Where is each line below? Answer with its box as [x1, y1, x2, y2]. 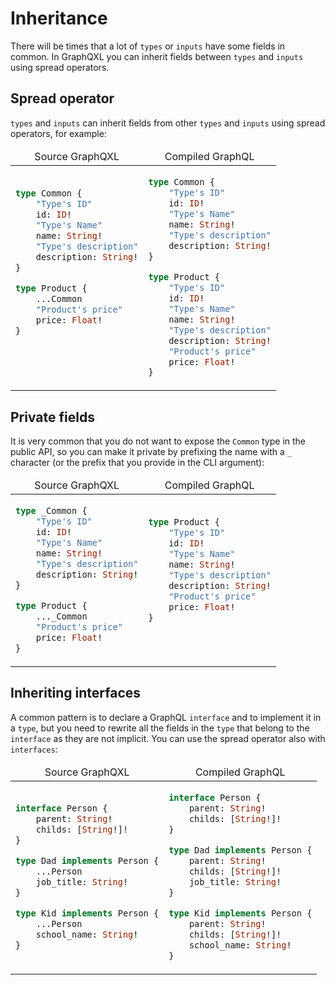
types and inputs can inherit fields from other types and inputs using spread [10, 117, 326, 129]
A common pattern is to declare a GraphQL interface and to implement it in [10, 711, 322, 723]
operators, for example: [10, 127, 107, 139]
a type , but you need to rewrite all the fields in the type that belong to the [10, 722, 310, 734]
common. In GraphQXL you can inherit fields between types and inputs [10, 50, 304, 62]
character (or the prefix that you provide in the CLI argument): [10, 457, 265, 469]
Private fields [10, 408, 95, 426]
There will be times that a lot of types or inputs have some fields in [10, 40, 286, 52]
